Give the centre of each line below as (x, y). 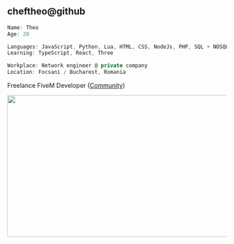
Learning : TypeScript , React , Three (60, 53)
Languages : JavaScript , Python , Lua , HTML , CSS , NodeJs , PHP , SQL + (109, 47)
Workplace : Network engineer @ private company (78, 66)
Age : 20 (18, 34)
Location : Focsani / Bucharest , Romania (67, 73)
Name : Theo (23, 27)
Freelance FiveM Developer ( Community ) (66, 86)
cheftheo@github (46, 12)
